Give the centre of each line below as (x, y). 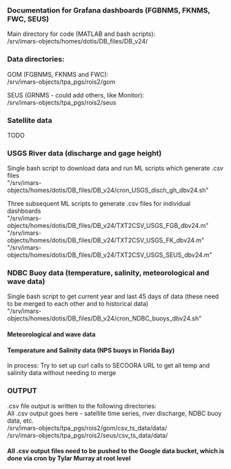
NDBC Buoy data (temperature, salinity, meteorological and (108, 273)
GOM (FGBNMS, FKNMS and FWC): (58, 74)
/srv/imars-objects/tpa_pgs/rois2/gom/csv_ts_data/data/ (87, 428)
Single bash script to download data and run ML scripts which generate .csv (115, 169)
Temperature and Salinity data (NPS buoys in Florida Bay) (91, 350)
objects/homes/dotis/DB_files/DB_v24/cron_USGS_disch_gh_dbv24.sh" (108, 190)
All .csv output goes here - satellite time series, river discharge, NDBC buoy (114, 413)
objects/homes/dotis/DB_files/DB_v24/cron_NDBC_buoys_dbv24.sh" (104, 318)
